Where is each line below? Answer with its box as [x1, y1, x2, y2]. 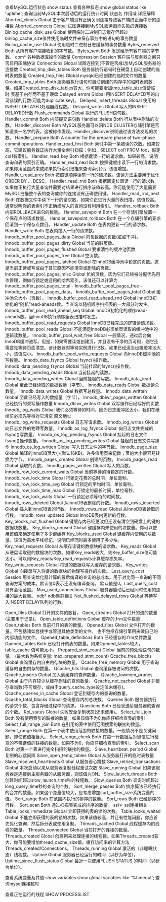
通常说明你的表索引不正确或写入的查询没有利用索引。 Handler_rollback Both [5, 203, 160, 208]
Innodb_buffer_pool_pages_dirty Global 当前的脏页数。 [5, 240, 117, 246]
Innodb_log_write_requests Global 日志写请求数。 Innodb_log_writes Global [5, 419, 158, 425]
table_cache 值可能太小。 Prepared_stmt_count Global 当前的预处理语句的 [5, 647, 156, 653]
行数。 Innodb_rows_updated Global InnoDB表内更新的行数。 [5, 512, 129, 518]
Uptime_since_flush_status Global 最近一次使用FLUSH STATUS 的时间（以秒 [5, 858, 160, 864]
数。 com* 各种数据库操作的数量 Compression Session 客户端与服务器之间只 [5, 54, 161, 60]
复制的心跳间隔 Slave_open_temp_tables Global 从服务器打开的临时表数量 [5, 753, 154, 758]
